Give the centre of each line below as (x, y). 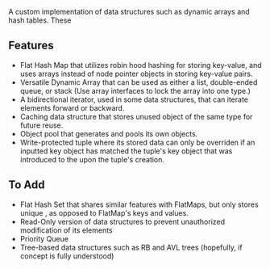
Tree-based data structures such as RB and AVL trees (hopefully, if (131, 247)
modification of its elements (66, 230)
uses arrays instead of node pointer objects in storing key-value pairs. (136, 74)
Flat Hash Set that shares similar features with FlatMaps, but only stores (139, 204)
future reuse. (42, 125)
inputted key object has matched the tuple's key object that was (126, 151)
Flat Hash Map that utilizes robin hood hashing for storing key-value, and (141, 65)
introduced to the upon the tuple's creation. (92, 159)
